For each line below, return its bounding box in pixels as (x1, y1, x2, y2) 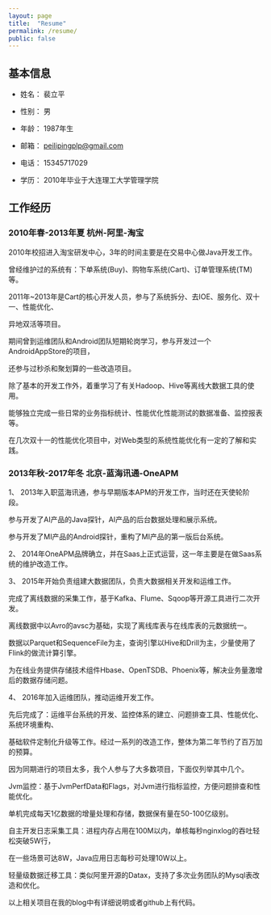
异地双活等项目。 (8, 318, 65, 328)
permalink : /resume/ (8, 27, 78, 35)
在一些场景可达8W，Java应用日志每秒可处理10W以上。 (8, 854, 192, 863)
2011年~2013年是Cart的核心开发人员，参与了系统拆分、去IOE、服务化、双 (8, 292, 253, 301)
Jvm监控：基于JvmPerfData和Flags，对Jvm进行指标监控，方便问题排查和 (8, 782, 254, 791)
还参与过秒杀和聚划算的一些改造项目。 (8, 363, 135, 373)
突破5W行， (15, 836, 56, 845)
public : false (8, 34, 56, 43)
